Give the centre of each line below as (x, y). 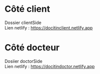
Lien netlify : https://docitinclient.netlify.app (49, 27)
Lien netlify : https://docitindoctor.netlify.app (50, 66)
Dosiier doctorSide (24, 61)
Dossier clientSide (23, 23)
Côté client (27, 9)
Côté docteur (32, 48)
